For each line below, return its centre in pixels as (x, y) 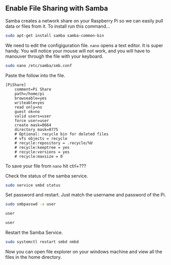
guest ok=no (27, 112)
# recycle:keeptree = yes (42, 147)
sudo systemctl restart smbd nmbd (42, 242)
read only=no (28, 107)
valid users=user (33, 116)
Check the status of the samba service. (47, 175)
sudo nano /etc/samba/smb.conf (39, 65)
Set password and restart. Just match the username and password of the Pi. (86, 195)
